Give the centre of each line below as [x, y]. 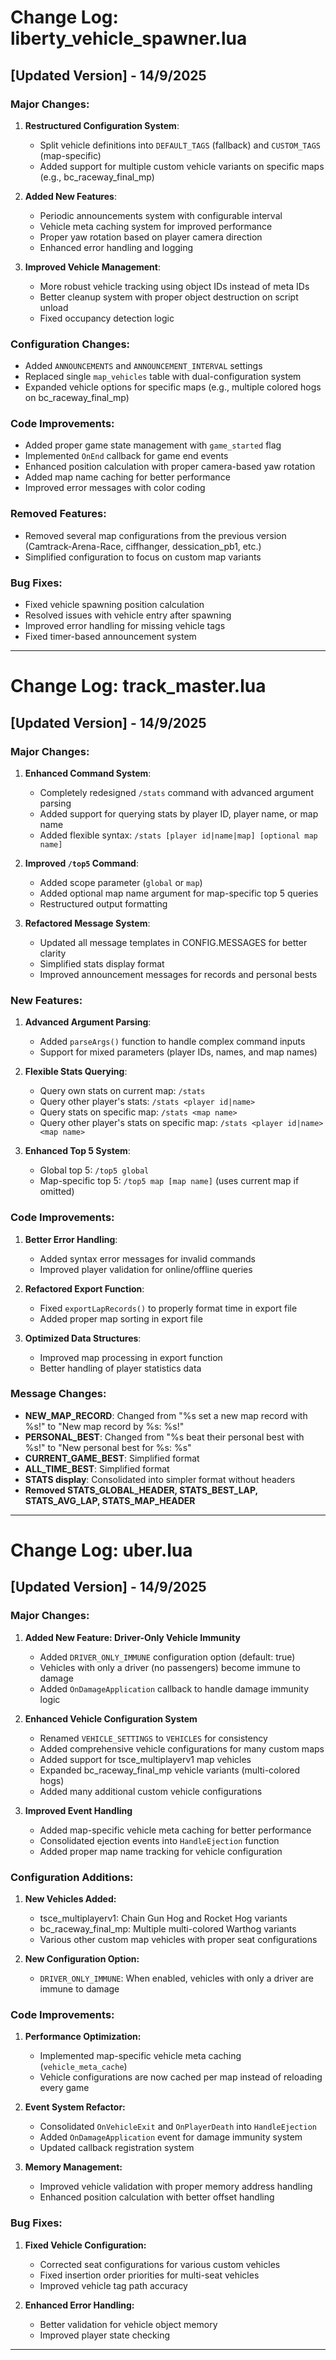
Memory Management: [73, 2167]
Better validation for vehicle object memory [128, 2324]
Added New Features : [70, 196]
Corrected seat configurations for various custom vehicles [160, 2264]
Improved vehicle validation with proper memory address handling [176, 2187]
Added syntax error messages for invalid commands [147, 1258]
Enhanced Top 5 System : [77, 1151]
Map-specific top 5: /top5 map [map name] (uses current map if [169, 1181]
